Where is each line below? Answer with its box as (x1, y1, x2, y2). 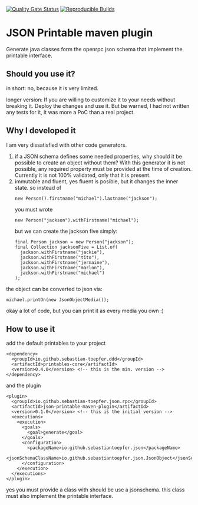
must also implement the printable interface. (6, 493, 114, 500)
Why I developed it (6, 126, 76, 136)
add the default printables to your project (6, 339, 106, 347)
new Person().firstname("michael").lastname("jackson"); (14, 195, 158, 202)
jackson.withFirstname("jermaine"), (20, 259, 110, 265)
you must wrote (14, 206, 53, 213)
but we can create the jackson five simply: (14, 227, 118, 235)
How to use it (6, 324, 55, 334)
